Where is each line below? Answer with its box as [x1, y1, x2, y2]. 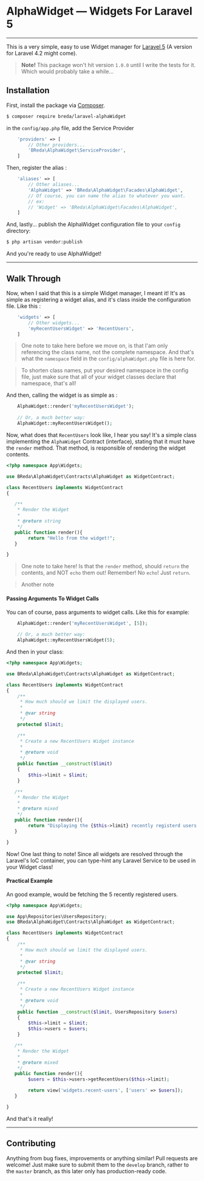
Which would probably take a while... [21, 68, 114, 75]
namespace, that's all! [21, 380, 76, 387]
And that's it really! [6, 1115, 53, 1122]
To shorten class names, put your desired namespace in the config [21, 367, 189, 374]
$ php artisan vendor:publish [6, 239, 83, 245]
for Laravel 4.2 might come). [6, 49, 78, 57]
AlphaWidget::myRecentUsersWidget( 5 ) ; [17, 637, 115, 643]
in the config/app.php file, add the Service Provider [6, 124, 135, 131]
